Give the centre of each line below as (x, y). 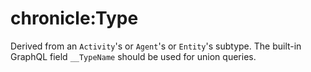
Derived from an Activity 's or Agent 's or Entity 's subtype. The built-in (156, 46)
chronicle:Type (74, 18)
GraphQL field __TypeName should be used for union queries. (133, 56)
